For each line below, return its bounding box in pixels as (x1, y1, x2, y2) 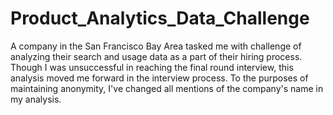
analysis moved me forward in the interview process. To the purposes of (10, 72, 309, 84)
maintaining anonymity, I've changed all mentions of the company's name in (10, 82, 324, 94)
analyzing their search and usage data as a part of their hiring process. (10, 50, 303, 62)
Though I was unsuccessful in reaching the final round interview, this (10, 61, 294, 73)
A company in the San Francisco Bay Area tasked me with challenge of (10, 40, 302, 52)
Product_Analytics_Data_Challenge (10, 7, 310, 30)
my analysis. (10, 93, 62, 105)
